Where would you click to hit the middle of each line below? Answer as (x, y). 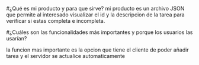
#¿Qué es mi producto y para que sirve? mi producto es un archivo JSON (95, 8)
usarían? (17, 38)
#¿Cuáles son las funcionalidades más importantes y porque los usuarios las (99, 32)
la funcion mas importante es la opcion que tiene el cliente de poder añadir (97, 50)
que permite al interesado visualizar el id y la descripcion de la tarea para (95, 15)
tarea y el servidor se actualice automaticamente (66, 56)
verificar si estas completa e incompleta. (56, 21)
